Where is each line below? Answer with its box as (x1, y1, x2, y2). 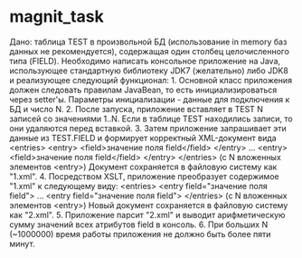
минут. (9, 238, 35, 249)
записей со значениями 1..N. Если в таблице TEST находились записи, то (9, 113, 293, 124)
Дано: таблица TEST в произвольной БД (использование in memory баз (9, 36, 288, 47)
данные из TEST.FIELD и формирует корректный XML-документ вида (9, 132, 278, 143)
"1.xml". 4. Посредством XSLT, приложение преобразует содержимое (9, 170, 279, 182)
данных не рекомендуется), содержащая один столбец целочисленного (9, 45, 289, 56)
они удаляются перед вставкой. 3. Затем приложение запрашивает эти (9, 122, 287, 133)
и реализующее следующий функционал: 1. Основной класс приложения (9, 74, 292, 85)
